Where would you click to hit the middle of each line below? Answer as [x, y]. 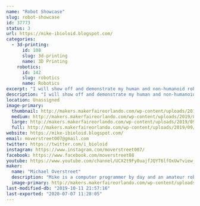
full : [18, 128]
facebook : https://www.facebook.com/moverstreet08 [70, 155]
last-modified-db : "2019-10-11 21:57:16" [58, 188]
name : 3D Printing [45, 61]
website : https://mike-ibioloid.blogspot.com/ [65, 133]
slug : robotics [41, 78]
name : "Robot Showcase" [36, 12]
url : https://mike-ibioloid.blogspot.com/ [60, 34]
